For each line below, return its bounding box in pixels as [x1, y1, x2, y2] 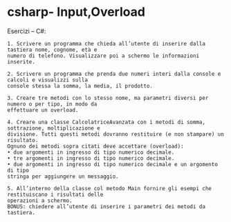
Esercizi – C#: [7, 27, 46, 35]
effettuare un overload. [7, 106, 79, 114]
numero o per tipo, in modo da [7, 101, 98, 108]
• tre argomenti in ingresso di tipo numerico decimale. [7, 154, 175, 162]
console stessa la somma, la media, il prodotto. [7, 82, 154, 90]
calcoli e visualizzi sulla [7, 77, 89, 83]
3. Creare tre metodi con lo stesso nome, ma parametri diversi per [7, 94, 209, 101]
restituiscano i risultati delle [7, 191, 104, 198]
